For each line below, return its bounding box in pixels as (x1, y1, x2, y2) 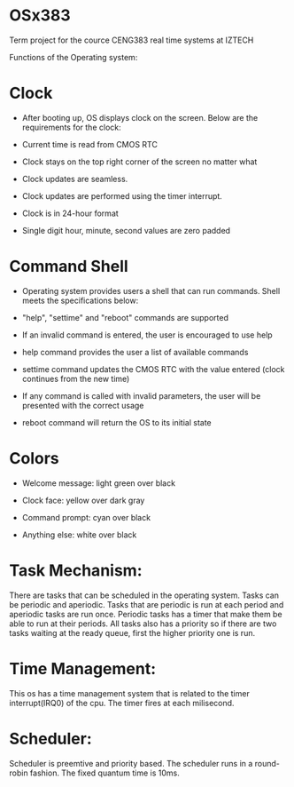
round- (254, 758, 281, 768)
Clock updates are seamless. (21, 173, 128, 184)
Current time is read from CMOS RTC (21, 139, 158, 149)
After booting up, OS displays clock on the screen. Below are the (21, 112, 259, 123)
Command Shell (9, 257, 128, 276)
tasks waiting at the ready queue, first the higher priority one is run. (9, 627, 255, 638)
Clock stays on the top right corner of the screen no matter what (21, 156, 258, 167)
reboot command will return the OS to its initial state (21, 417, 212, 427)
